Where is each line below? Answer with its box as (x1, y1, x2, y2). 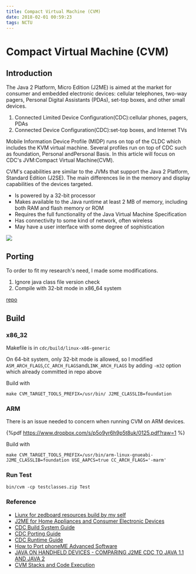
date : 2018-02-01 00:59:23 (6, 14, 72, 20)
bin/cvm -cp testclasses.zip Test (6, 484, 91, 490)
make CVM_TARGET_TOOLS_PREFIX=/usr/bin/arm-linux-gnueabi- (6, 452, 154, 458)
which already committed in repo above (6, 368, 102, 375)
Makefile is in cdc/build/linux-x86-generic (6, 344, 110, 351)
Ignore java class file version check (14, 278, 100, 286)
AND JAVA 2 (14, 555, 45, 562)
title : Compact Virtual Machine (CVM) (6, 8, 101, 15)
